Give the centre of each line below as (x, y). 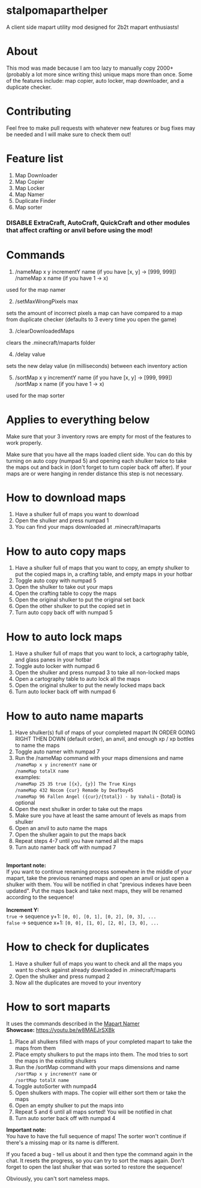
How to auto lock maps (64, 637)
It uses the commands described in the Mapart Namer (73, 1024)
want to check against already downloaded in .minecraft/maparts (95, 970)
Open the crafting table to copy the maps (66, 593)
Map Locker (30, 188)
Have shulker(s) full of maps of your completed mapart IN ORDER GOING (105, 732)
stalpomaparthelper (57, 11)
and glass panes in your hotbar (53, 660)
